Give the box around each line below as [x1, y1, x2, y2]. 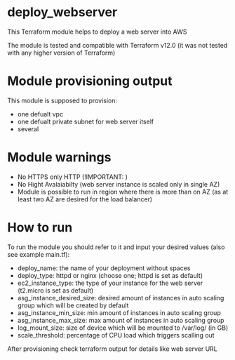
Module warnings [7, 149, 112, 166]
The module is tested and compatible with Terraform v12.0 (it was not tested [7, 41, 228, 49]
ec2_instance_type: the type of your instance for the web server [17, 279, 203, 287]
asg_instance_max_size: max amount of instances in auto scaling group [17, 316, 224, 324]
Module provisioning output [7, 73, 173, 89]
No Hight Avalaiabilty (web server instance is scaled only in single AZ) [17, 180, 220, 188]
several [17, 124, 39, 133]
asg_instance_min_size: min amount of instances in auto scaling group [17, 308, 221, 316]
